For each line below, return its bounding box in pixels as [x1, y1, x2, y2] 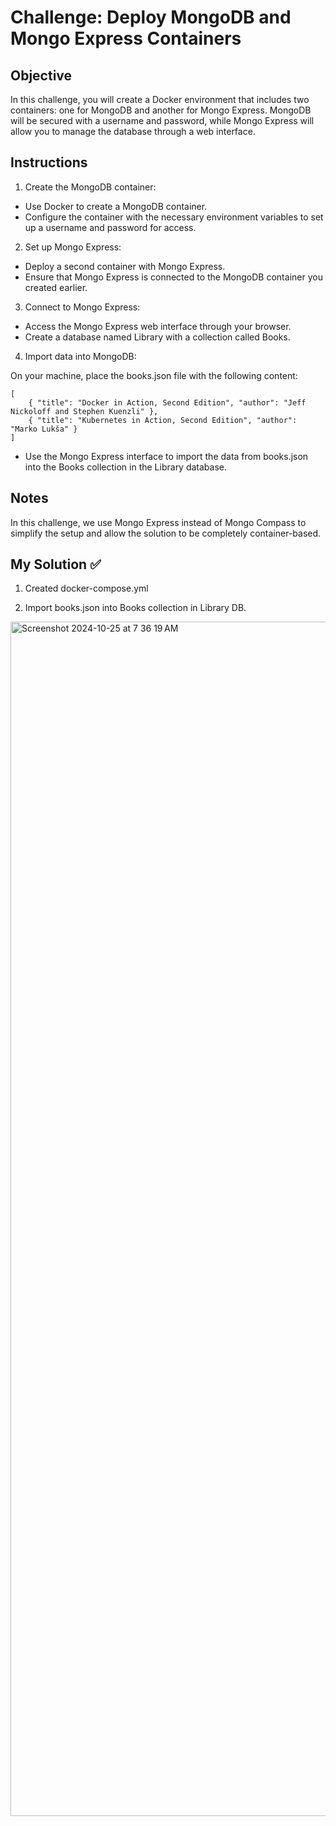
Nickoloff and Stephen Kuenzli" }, [10, 406, 159, 416]
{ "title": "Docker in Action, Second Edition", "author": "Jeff [28, 397, 307, 408]
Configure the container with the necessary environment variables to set [24, 211, 324, 223]
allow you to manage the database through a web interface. [10, 126, 256, 137]
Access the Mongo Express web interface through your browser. [24, 320, 292, 332]
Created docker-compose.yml [24, 582, 149, 595]
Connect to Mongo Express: [24, 301, 141, 313]
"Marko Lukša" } [10, 424, 78, 434]
